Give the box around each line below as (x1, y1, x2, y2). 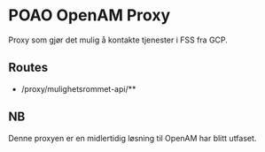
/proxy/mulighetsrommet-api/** (20, 83, 136, 94)
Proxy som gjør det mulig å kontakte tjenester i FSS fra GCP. (8, 34, 228, 45)
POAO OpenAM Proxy (8, 5, 171, 26)
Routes (8, 60, 49, 75)
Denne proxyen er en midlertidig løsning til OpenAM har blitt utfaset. (8, 133, 257, 143)
